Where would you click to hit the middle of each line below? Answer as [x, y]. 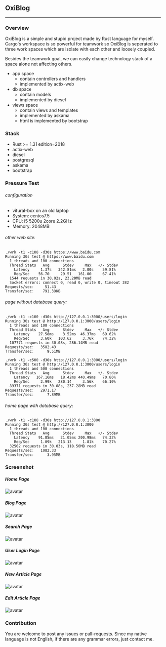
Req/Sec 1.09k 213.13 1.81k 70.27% [65, 442]
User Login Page [22, 550]
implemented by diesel [43, 100]
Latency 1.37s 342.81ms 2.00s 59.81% [65, 269]
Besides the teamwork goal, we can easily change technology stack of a [79, 59]
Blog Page [16, 503]
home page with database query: [39, 405]
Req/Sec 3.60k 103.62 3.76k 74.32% [65, 338]
